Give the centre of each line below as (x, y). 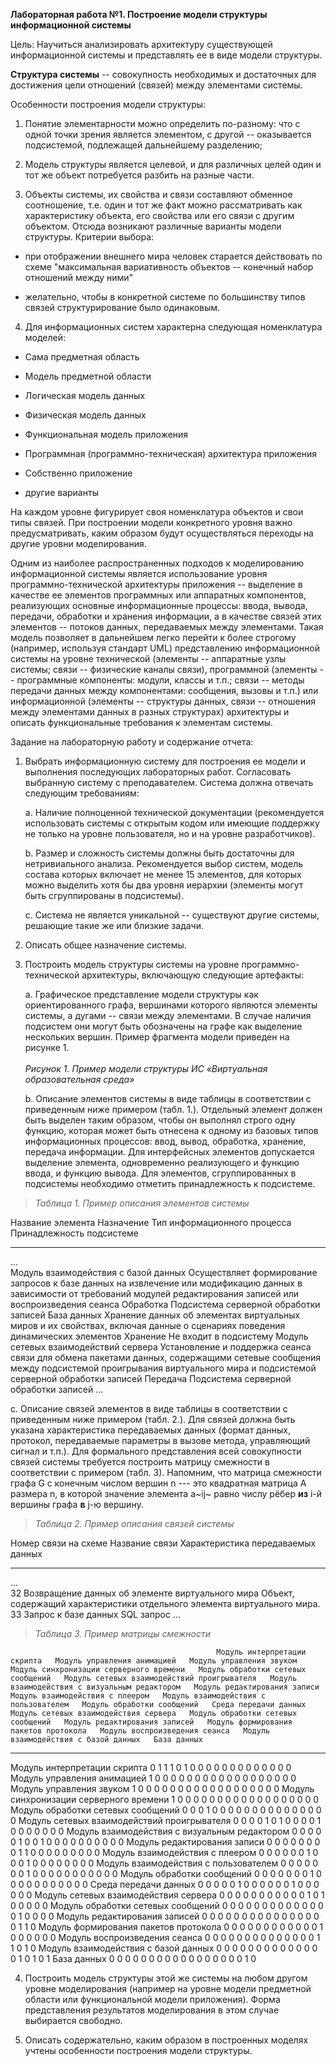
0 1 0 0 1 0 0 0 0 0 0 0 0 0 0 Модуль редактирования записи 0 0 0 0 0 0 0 (165, 1842)
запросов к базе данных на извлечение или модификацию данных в (156, 1283)
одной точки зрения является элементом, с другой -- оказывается (168, 134)
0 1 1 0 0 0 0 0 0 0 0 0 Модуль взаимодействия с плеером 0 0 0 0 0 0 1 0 (164, 1852)
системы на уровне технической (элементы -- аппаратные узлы (148, 658)
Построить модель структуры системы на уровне (132, 964)
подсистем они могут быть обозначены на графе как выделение (163, 1026)
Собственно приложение (78, 473)
